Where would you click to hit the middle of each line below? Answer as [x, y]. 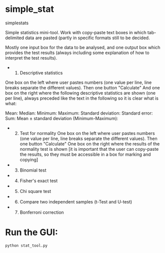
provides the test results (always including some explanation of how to [77, 53]
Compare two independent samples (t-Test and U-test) [76, 201]
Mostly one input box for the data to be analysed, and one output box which [83, 47]
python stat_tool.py [27, 246]
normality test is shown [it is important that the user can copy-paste [89, 149]
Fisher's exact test [39, 181]
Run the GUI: [32, 232]
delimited [15, 38]
